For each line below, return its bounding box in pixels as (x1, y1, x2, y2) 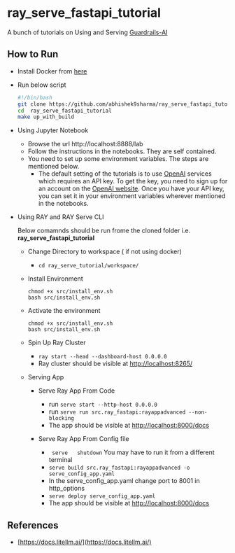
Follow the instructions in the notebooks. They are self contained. (27, 147, 217, 155)
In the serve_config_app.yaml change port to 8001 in (48, 477, 201, 485)
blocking (48, 415, 75, 422)
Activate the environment (27, 307, 101, 315)
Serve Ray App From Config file (38, 435, 129, 443)
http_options (48, 484, 85, 493)
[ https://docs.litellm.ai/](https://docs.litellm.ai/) (17, 538, 152, 547)
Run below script (17, 80, 66, 89)
